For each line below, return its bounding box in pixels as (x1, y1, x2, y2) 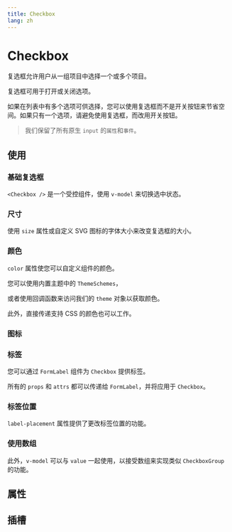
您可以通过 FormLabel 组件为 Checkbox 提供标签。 (7, 367, 150, 376)
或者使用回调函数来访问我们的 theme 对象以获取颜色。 (7, 294, 164, 302)
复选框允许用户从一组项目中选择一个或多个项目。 (7, 72, 150, 80)
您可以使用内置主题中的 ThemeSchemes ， (7, 279, 122, 287)
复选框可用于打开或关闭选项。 (7, 87, 94, 96)
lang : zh (7, 17, 33, 24)
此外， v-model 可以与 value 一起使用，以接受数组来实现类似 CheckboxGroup (7, 456, 225, 464)
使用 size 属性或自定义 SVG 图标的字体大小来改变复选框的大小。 (7, 227, 196, 235)
